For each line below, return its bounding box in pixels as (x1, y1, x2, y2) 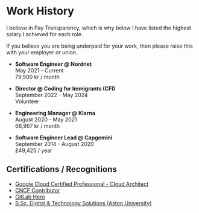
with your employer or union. (6, 48, 78, 56)
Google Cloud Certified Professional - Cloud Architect (14, 180, 149, 188)
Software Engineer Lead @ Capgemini (14, 134, 113, 141)
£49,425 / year (14, 147, 52, 154)
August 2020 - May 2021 (14, 116, 77, 123)
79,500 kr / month (14, 73, 60, 80)
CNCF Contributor (14, 186, 60, 194)
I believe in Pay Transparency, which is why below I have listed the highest (6, 24, 192, 31)
